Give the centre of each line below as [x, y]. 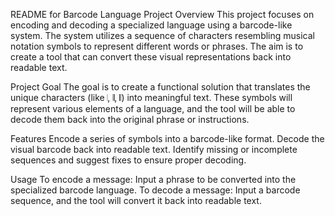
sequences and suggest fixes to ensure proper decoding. [128, 160]
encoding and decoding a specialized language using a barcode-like [151, 25]
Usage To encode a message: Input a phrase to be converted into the [153, 179]
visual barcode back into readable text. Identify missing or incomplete [154, 149]
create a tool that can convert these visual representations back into [151, 57]
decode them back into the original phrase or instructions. [130, 119]
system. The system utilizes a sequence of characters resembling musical [162, 35]
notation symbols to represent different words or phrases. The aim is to [157, 46]
